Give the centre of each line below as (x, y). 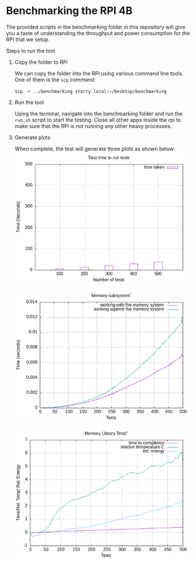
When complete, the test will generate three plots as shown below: (95, 149)
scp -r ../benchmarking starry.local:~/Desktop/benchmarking (91, 91)
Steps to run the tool (31, 50)
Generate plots (32, 137)
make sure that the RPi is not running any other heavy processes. (93, 126)
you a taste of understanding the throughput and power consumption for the (98, 33)
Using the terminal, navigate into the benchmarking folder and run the (99, 114)
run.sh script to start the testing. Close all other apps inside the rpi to (98, 120)
